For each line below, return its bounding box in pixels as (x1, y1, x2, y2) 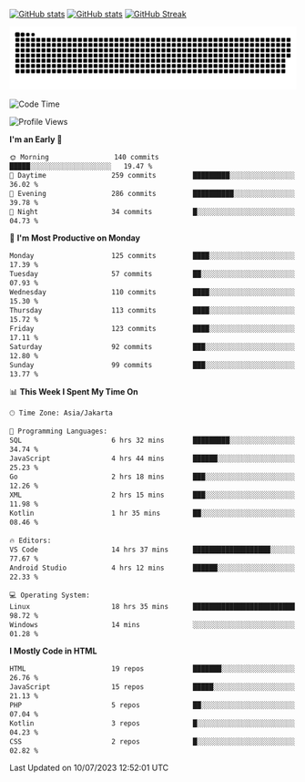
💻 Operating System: (9, 591, 91, 600)
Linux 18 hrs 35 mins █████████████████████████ (9, 602, 296, 611)
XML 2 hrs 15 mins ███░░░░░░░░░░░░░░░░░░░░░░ (9, 490, 296, 499)
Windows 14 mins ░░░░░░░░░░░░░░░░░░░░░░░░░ (9, 620, 296, 629)
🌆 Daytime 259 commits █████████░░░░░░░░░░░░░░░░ (9, 170, 296, 180)
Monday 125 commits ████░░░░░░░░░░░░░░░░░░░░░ (9, 251, 296, 260)
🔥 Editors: (9, 536, 52, 545)
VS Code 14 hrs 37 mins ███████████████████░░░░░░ (9, 545, 296, 554)
